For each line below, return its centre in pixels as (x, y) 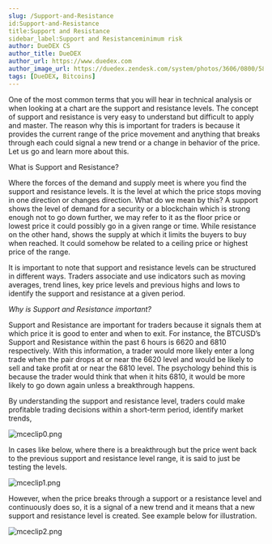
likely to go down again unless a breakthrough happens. (102, 385)
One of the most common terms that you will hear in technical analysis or (130, 99)
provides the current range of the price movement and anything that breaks (134, 134)
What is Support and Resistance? (64, 166)
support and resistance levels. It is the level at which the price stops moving (135, 191)
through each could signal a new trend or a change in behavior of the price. (134, 142)
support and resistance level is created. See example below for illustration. (133, 516)
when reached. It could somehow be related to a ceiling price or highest (128, 243)
